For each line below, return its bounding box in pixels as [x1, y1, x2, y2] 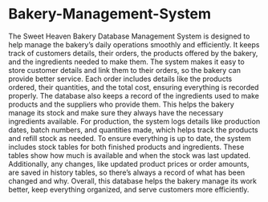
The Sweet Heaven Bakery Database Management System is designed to [8, 31, 250, 41]
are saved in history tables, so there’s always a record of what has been [8, 168, 246, 177]
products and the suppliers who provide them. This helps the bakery [8, 99, 234, 109]
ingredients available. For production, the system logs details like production [8, 116, 261, 126]
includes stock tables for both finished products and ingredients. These [8, 142, 245, 151]
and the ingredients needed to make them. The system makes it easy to [8, 57, 245, 67]
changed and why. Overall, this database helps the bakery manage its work [8, 176, 257, 185]
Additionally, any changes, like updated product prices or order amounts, [8, 159, 250, 168]
